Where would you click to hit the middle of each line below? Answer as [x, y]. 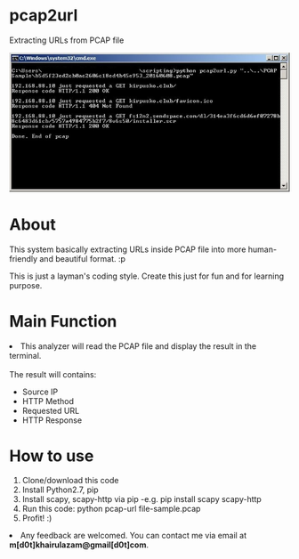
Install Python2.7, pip [61, 490]
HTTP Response [52, 420]
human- [263, 249]
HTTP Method [48, 401]
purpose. [26, 285]
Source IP [40, 392]
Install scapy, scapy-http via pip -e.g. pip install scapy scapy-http [142, 499]
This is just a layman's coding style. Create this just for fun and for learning [147, 276]
